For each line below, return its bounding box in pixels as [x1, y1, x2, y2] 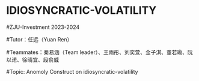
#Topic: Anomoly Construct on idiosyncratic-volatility [6, 68, 138, 75]
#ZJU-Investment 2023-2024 [6, 23, 80, 31]
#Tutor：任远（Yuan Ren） [6, 35, 73, 43]
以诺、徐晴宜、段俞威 [6, 56, 59, 63]
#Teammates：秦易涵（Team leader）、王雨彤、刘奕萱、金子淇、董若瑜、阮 [6, 49, 194, 56]
